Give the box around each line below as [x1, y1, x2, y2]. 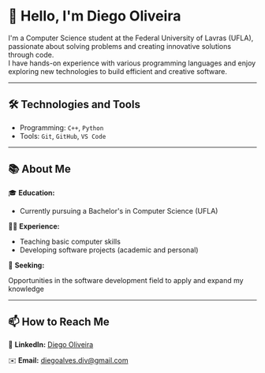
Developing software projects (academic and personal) [19, 244, 199, 255]
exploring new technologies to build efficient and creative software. [8, 66, 227, 76]
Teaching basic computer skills [19, 237, 121, 246]
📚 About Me [8, 162, 71, 176]
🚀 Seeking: [8, 260, 45, 270]
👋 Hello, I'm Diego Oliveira [8, 7, 181, 25]
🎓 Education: [8, 188, 55, 197]
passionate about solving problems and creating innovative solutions [8, 41, 231, 50]
